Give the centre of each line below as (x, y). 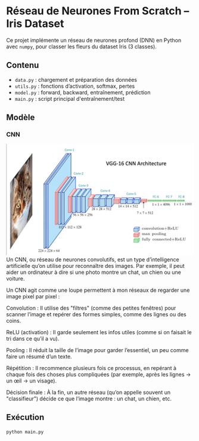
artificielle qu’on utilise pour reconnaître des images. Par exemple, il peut (95, 266)
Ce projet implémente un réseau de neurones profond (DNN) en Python (94, 40)
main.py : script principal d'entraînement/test (70, 98)
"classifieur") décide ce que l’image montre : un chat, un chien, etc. (89, 399)
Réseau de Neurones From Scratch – (98, 11)
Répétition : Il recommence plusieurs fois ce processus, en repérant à (91, 368)
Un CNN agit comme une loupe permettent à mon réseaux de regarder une (98, 290)
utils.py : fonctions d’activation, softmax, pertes (75, 86)
